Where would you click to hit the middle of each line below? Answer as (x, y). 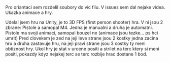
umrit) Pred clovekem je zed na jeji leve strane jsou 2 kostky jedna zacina (82, 38)
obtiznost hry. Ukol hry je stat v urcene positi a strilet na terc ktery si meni (82, 49)
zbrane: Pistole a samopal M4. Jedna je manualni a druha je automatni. (79, 27)
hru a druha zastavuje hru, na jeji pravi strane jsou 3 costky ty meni (75, 43)
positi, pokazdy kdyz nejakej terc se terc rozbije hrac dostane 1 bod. (76, 54)
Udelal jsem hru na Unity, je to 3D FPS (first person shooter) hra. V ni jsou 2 (84, 22)
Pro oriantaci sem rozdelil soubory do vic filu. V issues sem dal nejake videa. (85, 7)
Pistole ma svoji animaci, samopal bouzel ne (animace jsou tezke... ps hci (82, 33)
